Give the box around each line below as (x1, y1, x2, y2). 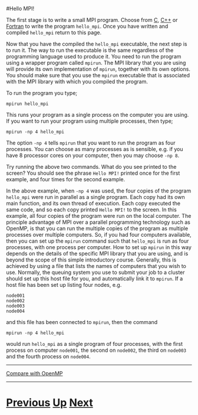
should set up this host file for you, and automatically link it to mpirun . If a (6, 275, 183, 282)
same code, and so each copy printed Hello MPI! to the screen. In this (6, 206, 177, 213)
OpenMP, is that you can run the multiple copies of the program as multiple (6, 225, 189, 232)
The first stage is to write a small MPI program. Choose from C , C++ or (6, 17, 178, 23)
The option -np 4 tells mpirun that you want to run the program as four (6, 139, 176, 146)
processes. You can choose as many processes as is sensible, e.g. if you (6, 146, 184, 152)
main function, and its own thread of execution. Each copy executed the (6, 200, 181, 207)
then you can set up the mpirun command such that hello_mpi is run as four (6, 237, 189, 244)
